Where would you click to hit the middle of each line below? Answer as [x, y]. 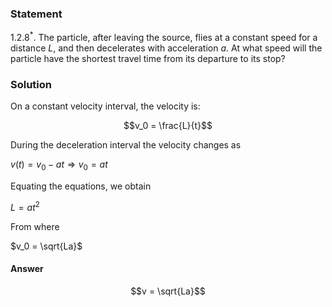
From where [35, 226]
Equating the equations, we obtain [81, 186]
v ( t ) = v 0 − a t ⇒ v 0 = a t [59, 165]
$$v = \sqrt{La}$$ [168, 291]
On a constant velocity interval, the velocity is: [105, 106]
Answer [27, 269]
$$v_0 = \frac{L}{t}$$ [168, 126]
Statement [36, 14]
